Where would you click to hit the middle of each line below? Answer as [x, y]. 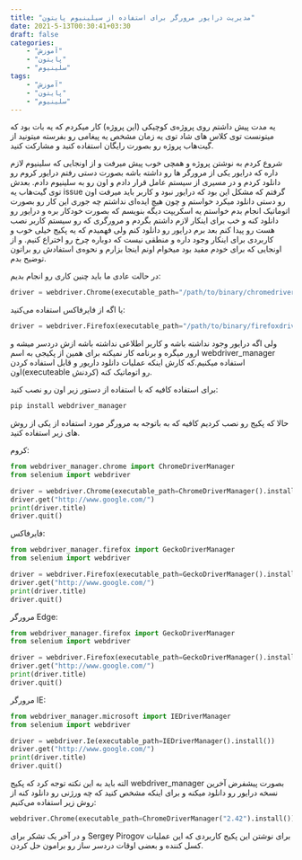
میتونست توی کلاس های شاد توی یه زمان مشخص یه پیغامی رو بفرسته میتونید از [142, 137]
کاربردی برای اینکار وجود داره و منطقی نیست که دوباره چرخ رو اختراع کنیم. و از [142, 240]
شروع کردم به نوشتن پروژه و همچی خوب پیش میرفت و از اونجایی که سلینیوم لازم [147, 164]
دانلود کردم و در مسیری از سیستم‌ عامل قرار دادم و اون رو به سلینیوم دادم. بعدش [146, 182]
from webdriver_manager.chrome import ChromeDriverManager [123, 466]
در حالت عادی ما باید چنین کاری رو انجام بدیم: [86, 276]
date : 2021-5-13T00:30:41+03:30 [70, 26]
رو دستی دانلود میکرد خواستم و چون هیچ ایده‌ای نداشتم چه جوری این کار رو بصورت [148, 201]
